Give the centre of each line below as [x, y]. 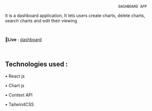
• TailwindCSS [19, 104]
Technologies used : [37, 65]
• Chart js [15, 85]
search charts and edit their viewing [41, 21]
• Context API [19, 95]
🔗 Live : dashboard [23, 39]
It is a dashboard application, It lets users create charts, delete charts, [75, 16]
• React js [15, 76]
